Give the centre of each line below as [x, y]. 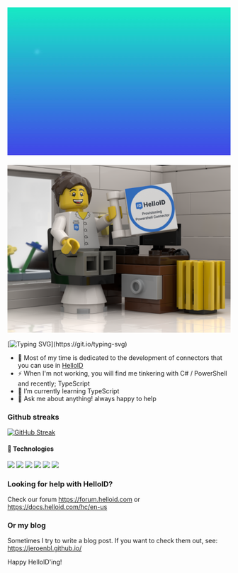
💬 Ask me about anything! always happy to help [87, 399]
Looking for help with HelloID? [60, 484]
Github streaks [33, 418]
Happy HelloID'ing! [35, 562]
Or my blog [27, 525]
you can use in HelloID [50, 366]
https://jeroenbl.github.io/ [45, 548]
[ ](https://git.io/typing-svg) [67, 344]
